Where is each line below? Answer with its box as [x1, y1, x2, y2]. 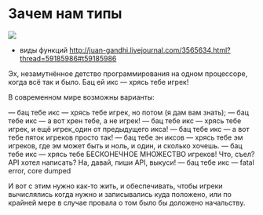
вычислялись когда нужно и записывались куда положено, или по [8, 189, 232, 199]
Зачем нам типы [8, 5, 122, 23]
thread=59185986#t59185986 [19, 53, 117, 63]
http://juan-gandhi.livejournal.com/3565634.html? [69, 45, 231, 55]
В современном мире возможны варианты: [8, 92, 155, 102]
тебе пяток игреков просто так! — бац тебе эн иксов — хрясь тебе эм [8, 133, 243, 142]
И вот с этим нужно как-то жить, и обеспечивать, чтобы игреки [8, 181, 223, 191]
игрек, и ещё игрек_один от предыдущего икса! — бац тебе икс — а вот [8, 124, 250, 133]
